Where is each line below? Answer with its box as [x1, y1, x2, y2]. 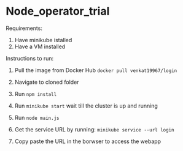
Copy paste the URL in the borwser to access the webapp [14, 138, 161, 145]
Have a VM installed [14, 43, 66, 50]
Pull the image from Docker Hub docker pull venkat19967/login [14, 66, 177, 74]
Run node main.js [14, 114, 60, 121]
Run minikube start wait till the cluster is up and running [14, 102, 158, 109]
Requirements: [6, 24, 42, 32]
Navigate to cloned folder [14, 78, 79, 86]
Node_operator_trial [6, 4, 110, 18]
